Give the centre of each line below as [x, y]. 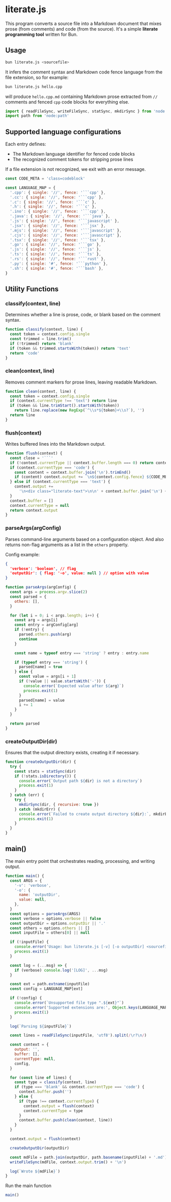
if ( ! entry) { [29, 630]
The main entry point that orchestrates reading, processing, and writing [80, 861]
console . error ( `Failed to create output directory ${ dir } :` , [85, 814]
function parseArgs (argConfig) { [41, 587]
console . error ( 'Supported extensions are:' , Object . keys [76, 1007]
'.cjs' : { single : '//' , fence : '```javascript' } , [66, 235]
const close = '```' [32, 458]
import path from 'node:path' [37, 116]
